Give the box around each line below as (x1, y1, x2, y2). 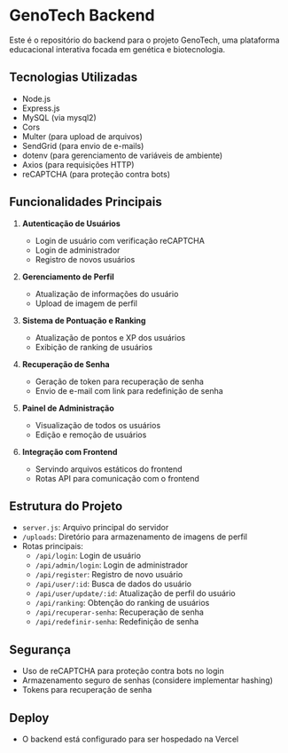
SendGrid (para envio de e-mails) (21, 140, 144, 151)
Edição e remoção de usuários (35, 429, 147, 440)
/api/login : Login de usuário (35, 551, 142, 561)
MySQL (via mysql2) (21, 112, 97, 122)
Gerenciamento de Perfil (21, 271, 114, 282)
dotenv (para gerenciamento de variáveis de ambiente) (21, 150, 223, 161)
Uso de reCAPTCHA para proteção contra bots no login (21, 666, 224, 677)
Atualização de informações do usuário (35, 288, 179, 299)
